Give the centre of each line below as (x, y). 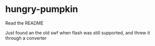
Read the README (24, 23)
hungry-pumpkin (42, 9)
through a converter (26, 38)
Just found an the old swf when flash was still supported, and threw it (78, 32)
